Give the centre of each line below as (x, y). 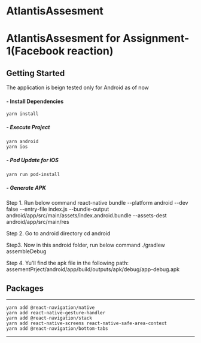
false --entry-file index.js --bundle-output (58, 209)
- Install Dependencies (35, 101)
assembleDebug (26, 251)
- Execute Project (28, 127)
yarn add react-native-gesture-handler (56, 313)
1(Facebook (36, 51)
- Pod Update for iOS (32, 160)
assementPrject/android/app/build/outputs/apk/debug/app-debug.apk (93, 269)
